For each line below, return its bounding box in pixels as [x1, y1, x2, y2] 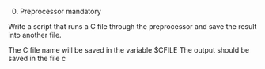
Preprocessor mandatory [19, 7, 101, 16]
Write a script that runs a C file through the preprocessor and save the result [8, 22, 257, 31]
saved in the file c [8, 54, 66, 63]
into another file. [8, 31, 62, 39]
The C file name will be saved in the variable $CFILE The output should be [8, 45, 250, 54]
